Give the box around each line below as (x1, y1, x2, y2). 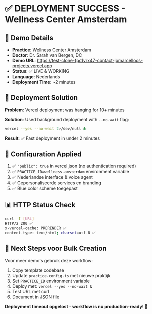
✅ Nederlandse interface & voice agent (12, 174, 93, 180)
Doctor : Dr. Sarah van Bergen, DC (12, 52, 82, 58)
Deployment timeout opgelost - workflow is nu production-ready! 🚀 (5, 303, 148, 309)
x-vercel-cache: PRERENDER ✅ (5, 226, 67, 231)
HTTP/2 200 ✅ (5, 221, 33, 226)
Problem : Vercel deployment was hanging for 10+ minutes (5, 107, 125, 113)
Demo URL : (12, 58, 36, 63)
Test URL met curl (12, 288, 50, 294)
